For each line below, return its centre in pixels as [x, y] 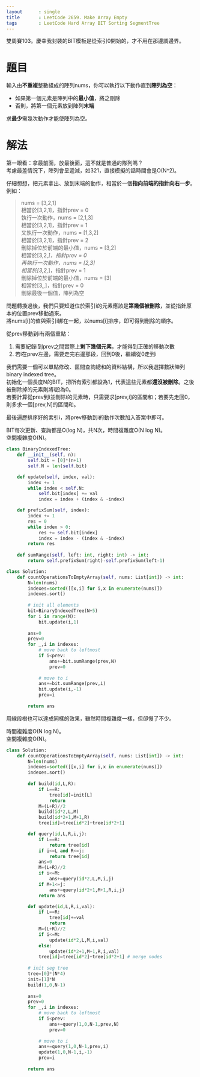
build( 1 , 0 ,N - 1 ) [47, 985]
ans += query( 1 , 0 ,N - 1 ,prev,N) [84, 1024]
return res [41, 544]
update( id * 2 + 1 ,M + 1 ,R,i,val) [84, 951]
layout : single [33, 12]
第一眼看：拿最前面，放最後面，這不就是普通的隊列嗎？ [74, 163]
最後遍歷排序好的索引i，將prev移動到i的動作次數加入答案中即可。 [87, 417]
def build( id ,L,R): [52, 784]
